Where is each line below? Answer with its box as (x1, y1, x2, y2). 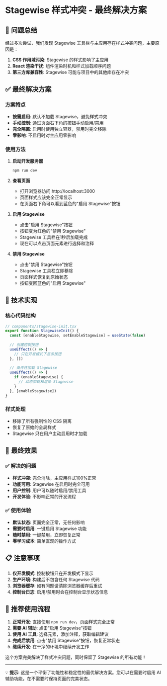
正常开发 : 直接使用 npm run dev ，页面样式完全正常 (12, 619, 115, 625)
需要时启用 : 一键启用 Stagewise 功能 (12, 525, 87, 531)
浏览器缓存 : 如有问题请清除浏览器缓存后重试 (12, 583, 102, 589)
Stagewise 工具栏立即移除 (19, 267, 73, 273)
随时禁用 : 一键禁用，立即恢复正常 (12, 531, 81, 537)
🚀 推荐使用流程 (5, 605, 51, 613)
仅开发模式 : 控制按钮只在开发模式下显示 (12, 570, 93, 576)
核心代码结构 (5, 312, 36, 319)
